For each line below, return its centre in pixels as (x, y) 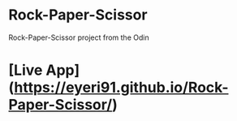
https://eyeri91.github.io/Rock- (121, 88)
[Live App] (44, 70)
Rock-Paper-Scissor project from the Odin (79, 37)
